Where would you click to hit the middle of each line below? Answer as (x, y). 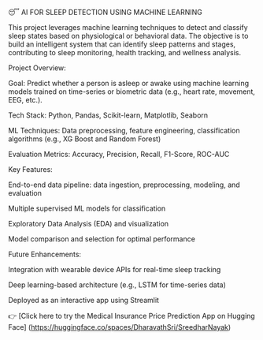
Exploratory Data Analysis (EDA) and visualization (89, 224)
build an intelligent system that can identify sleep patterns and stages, (122, 44)
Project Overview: (37, 68)
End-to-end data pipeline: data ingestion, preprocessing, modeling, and (124, 185)
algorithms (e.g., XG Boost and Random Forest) (85, 139)
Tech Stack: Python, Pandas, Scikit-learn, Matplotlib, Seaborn (108, 115)
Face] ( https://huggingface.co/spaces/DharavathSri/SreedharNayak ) (120, 327)
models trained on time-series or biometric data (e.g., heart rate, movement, (132, 92)
